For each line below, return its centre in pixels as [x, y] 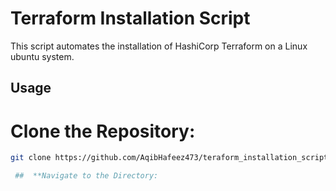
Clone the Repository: [103, 131]
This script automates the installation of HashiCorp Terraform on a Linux [159, 46]
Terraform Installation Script [130, 18]
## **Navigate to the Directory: [86, 176]
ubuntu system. [42, 56]
